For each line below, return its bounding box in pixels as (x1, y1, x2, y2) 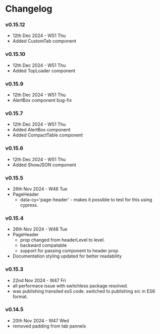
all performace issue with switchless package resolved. (12, 282, 128, 289)
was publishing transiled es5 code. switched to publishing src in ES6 (12, 288, 155, 294)
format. (12, 293, 28, 300)
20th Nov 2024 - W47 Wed (12, 317, 69, 323)
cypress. (20, 202, 38, 208)
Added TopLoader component (12, 67, 76, 73)
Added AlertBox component (12, 127, 71, 133)
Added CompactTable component (12, 132, 83, 138)
